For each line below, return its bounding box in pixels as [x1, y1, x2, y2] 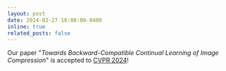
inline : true [7, 23, 46, 30]
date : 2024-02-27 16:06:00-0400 [7, 17, 102, 24]
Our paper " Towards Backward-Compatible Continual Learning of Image [7, 49, 220, 57]
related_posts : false [7, 29, 71, 37]
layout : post [7, 10, 46, 17]
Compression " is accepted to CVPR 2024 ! [7, 56, 129, 65]
